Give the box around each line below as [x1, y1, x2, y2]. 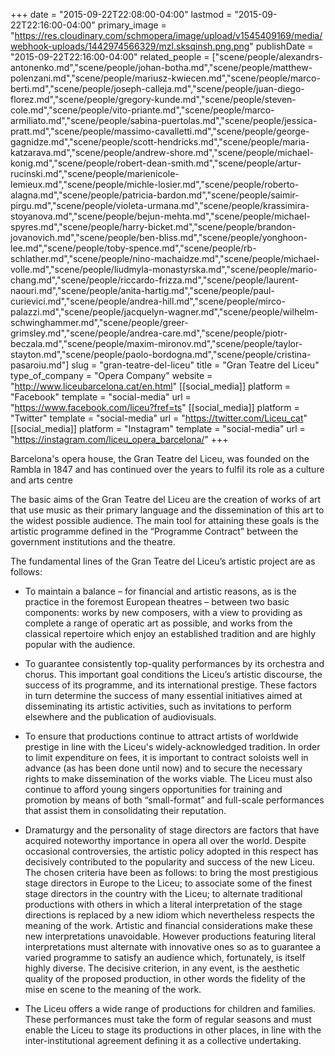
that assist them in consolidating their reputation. [24, 805, 227, 816]
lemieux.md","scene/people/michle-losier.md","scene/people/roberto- [10, 179, 300, 190]
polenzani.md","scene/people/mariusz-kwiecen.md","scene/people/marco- [10, 72, 321, 84]
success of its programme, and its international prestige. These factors [24, 679, 318, 691]
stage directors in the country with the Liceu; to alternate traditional [24, 888, 303, 899]
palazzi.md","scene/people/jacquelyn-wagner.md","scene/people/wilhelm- [10, 306, 319, 318]
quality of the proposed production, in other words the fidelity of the [24, 973, 306, 984]
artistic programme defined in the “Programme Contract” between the [10, 525, 299, 537]
